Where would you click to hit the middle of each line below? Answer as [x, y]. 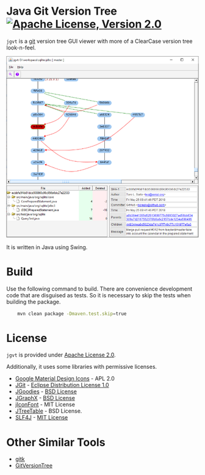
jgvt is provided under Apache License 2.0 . [61, 355]
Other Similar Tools [56, 442]
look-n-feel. [21, 48]
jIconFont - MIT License [45, 405]
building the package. [34, 302]
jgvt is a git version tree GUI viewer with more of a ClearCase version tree [99, 41]
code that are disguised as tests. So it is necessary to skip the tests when [99, 295]
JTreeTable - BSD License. [49, 411]
